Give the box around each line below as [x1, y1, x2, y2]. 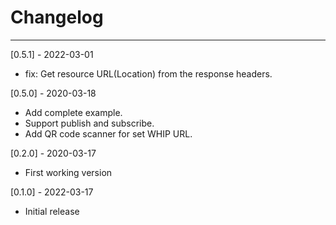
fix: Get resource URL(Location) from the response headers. [24, 67, 273, 80]
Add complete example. [24, 106, 123, 118]
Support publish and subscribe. [24, 117, 155, 129]
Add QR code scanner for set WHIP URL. [24, 127, 193, 140]
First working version [24, 166, 113, 178]
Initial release [24, 205, 80, 217]
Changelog [10, 6, 104, 29]
